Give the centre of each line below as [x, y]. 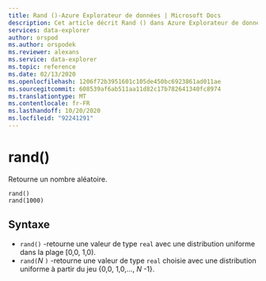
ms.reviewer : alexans [44, 52]
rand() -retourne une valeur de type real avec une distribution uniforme [137, 244]
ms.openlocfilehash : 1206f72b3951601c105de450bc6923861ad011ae [115, 81]
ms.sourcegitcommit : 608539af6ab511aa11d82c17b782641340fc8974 [115, 89]
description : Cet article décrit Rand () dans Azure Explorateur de [123, 23]
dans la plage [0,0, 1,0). [58, 252]
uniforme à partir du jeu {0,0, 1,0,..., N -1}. [87, 268]
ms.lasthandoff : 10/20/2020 [55, 111]
